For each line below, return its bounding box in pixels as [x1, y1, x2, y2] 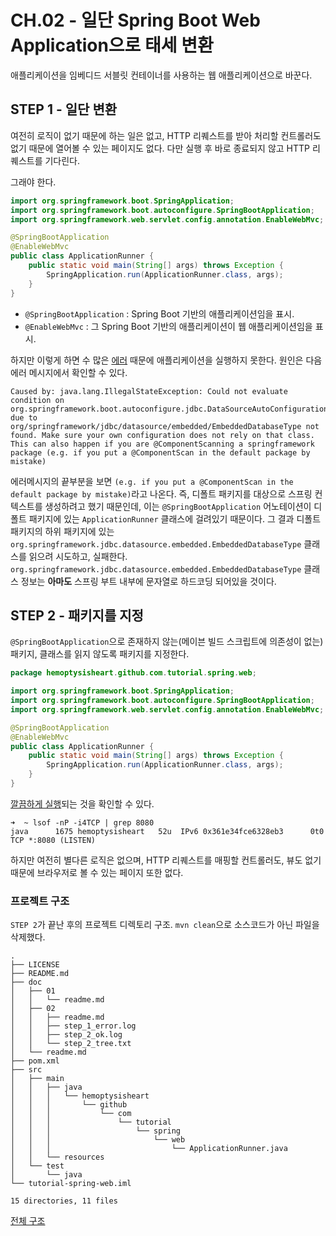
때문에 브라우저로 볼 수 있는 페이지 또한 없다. [10, 866, 184, 878]
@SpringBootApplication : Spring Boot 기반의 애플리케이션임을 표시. [24, 307, 295, 320]
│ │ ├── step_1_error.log [10, 1021, 137, 1031]
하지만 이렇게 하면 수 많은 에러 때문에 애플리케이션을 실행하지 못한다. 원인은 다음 [10, 354, 323, 366]
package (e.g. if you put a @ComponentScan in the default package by [10, 447, 311, 458]
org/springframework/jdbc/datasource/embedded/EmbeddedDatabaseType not [10, 421, 320, 431]
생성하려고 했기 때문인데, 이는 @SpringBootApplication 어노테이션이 [44, 500, 312, 512]
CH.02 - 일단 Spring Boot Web [10, 9, 261, 32]
